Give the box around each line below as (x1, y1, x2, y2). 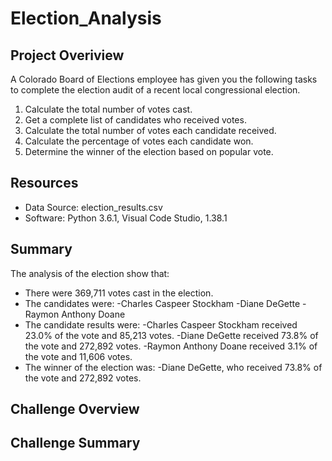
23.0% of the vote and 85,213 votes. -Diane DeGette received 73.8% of (24, 329, 319, 341)
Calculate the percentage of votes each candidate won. (24, 135, 254, 147)
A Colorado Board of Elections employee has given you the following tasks (10, 73, 318, 85)
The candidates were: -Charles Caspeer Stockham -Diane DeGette (24, 297, 301, 309)
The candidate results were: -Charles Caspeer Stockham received (24, 318, 298, 331)
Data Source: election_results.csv (24, 201, 163, 213)
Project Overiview (10, 47, 125, 64)
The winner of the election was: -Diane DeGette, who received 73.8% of (24, 361, 323, 373)
